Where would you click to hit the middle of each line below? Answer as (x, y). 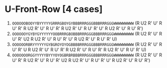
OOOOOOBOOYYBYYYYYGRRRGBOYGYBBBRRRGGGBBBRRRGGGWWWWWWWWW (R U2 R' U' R (87, 23)
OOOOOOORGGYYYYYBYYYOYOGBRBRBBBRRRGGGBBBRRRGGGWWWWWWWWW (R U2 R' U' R (87, 55)
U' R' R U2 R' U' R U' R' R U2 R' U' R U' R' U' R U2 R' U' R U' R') (77, 28)
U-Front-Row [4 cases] (54, 9)
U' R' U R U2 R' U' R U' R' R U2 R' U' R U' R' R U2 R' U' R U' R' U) (79, 49)
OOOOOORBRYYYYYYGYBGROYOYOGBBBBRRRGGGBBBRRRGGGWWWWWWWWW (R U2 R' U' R (87, 44)
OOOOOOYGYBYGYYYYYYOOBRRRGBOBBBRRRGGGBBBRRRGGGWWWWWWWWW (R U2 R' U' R (87, 33)
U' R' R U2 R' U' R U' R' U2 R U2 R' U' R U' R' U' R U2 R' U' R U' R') (81, 60)
